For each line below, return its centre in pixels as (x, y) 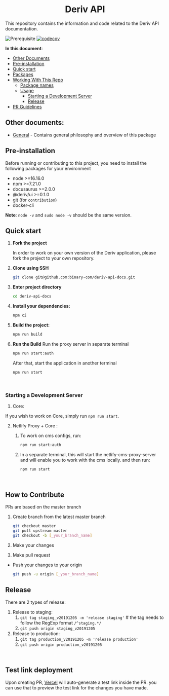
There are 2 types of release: (35, 602)
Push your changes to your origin (47, 565)
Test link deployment (39, 670)
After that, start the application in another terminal (65, 363)
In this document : (24, 48)
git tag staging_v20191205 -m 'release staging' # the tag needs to (92, 617)
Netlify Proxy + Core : (35, 426)
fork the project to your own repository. (53, 258)
